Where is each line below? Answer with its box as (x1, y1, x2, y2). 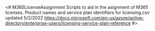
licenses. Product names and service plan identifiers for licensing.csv (5, 9, 150, 15)
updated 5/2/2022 (5, 15, 43, 20)
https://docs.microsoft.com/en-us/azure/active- (44, 15, 144, 20)
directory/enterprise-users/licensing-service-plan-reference (5, 20, 131, 26)
